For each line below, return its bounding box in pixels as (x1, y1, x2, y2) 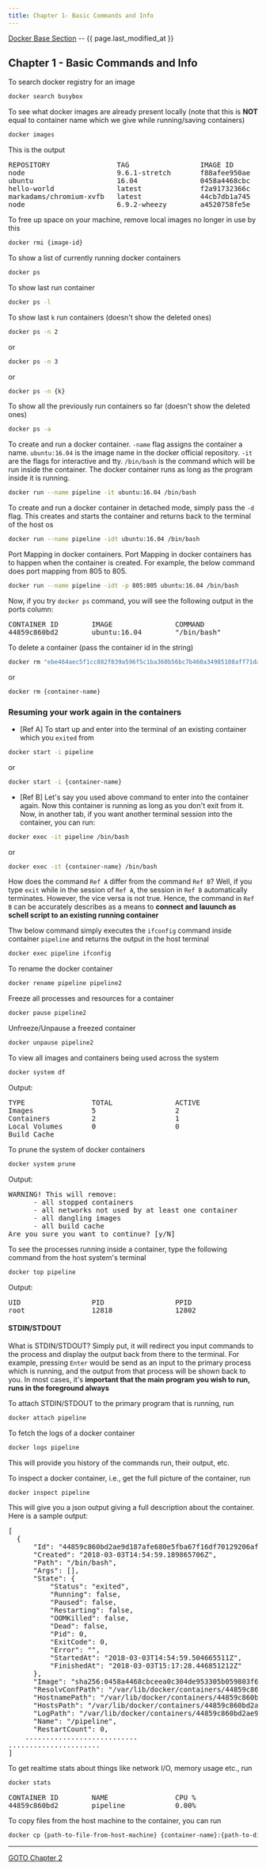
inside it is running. (8, 473, 70, 483)
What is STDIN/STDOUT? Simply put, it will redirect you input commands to (8, 1341, 254, 1351)
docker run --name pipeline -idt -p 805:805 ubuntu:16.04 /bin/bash (8, 582, 239, 590)
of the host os (8, 520, 54, 530)
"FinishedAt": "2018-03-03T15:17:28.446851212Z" (50, 1661, 243, 1670)
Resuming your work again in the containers (8, 707, 182, 718)
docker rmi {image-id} (8, 239, 83, 247)
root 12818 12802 (8, 1305, 196, 1315)
